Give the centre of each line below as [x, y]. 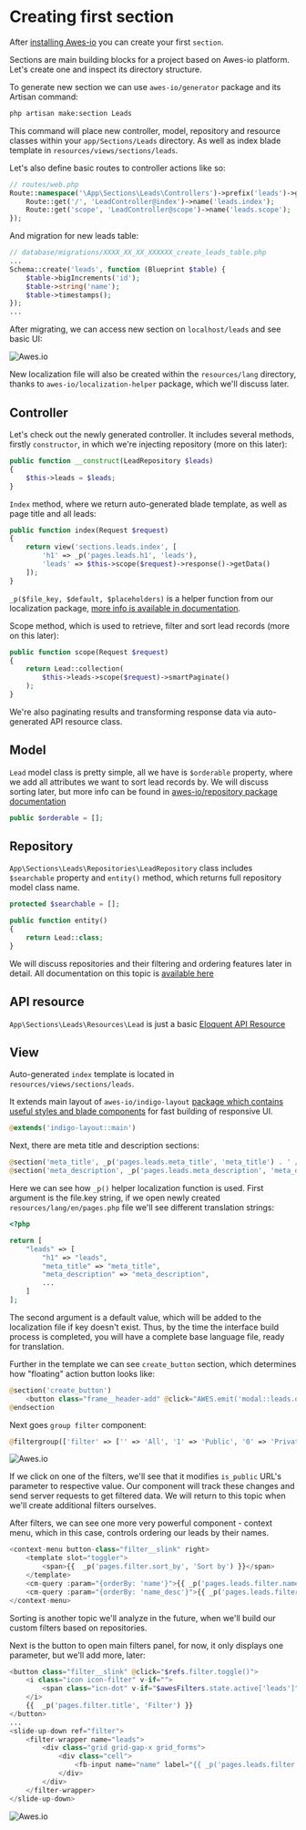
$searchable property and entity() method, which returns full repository [146, 878]
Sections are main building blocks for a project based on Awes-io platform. [149, 59]
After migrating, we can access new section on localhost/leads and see [145, 329]
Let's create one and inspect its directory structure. [106, 69]
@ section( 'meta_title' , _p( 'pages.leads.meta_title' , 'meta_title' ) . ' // [156, 1162]
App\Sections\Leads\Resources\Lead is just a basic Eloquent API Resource [148, 1023]
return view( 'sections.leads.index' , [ [102, 547]
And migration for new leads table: [74, 236]
